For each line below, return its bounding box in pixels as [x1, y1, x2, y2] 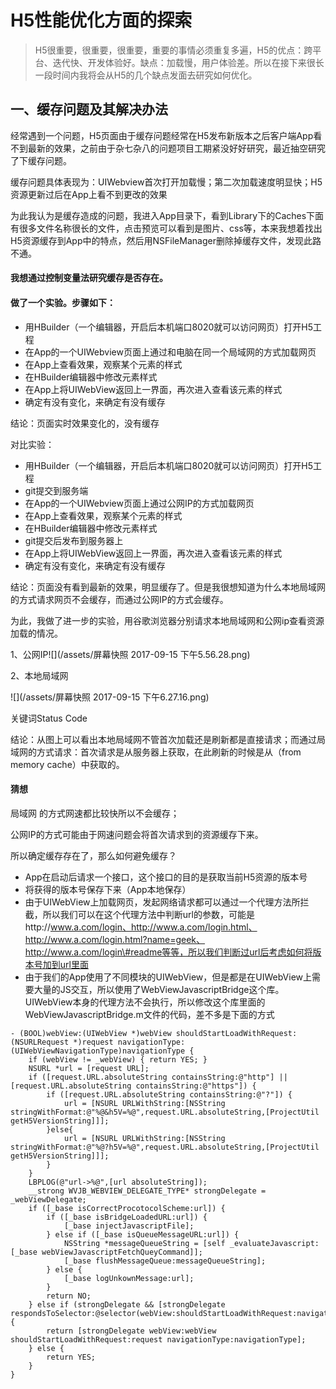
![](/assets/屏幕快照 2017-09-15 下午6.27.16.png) [10, 691, 210, 703]
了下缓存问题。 [10, 154, 72, 166]
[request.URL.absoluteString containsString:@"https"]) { [10, 1081, 257, 1091]
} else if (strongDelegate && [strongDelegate [28, 1299, 226, 1310]
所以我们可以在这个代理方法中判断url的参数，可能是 [42, 908, 255, 920]
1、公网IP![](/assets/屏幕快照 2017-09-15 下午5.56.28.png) [10, 648, 251, 660]
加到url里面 [42, 958, 89, 970]
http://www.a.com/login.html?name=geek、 [24, 933, 206, 945]
